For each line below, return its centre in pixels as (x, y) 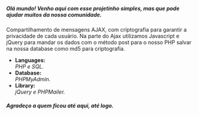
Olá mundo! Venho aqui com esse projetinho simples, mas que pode (93, 8)
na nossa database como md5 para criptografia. (66, 48)
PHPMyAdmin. (33, 79)
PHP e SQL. (29, 66)
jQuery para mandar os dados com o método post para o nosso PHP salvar (99, 42)
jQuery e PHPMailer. (40, 92)
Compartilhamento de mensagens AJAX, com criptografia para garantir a (97, 29)
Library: (25, 85)
